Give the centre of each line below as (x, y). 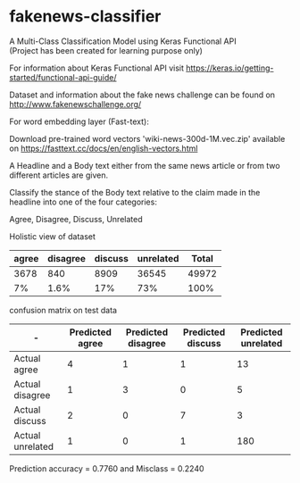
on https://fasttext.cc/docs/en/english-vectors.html (104, 148)
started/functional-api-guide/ (63, 77)
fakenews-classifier (85, 17)
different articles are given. (59, 175)
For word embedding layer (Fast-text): (79, 121)
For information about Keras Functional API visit (97, 68)
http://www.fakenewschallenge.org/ (75, 104)
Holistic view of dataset (53, 236)
